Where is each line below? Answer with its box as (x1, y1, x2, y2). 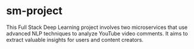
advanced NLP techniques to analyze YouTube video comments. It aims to (6, 30, 189, 37)
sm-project (6, 4, 62, 18)
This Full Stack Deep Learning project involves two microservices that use (6, 24, 188, 31)
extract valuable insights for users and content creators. (6, 36, 144, 43)
